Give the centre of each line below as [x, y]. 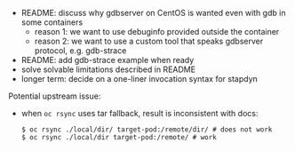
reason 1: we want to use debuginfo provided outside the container [157, 32]
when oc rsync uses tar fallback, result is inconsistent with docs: [140, 113]
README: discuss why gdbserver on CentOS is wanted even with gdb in [153, 13]
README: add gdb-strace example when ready [108, 60]
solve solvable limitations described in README [108, 69]
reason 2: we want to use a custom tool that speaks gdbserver [149, 41]
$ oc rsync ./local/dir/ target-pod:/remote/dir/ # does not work [147, 130]
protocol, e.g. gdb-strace [80, 51]
